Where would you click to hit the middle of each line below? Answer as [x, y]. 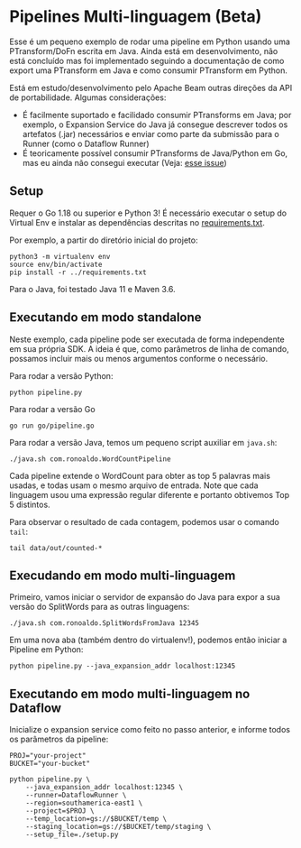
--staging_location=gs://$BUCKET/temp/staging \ [119, 827]
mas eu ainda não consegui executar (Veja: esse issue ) [124, 162]
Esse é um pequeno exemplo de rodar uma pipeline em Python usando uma [150, 41]
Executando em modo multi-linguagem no [130, 693]
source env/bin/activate [56, 264]
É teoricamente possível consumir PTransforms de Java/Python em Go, [155, 153]
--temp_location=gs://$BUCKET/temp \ [96, 819]
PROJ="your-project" [48, 756]
